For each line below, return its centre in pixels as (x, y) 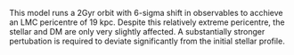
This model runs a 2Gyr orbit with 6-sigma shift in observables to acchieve (146, 13)
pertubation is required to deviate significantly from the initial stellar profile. (147, 41)
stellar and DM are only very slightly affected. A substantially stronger (137, 31)
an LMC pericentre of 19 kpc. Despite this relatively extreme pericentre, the (147, 22)
